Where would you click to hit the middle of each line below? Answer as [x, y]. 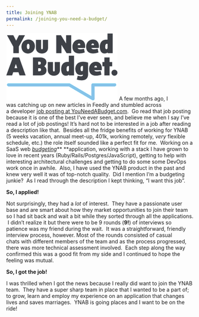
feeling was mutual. [30, 260]
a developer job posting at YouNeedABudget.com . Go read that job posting [99, 111]
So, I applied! [23, 192]
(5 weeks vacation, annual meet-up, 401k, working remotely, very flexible [96, 136]
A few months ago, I [143, 99]
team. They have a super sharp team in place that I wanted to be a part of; [97, 289]
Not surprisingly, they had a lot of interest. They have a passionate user [94, 203]
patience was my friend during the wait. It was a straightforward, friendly [96, 229]
